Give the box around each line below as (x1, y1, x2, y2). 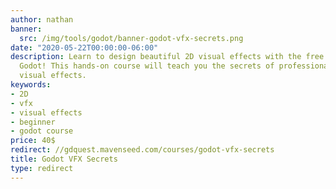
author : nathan (10, 14, 74, 25)
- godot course (10, 126, 74, 136)
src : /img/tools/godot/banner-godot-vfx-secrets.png (19, 33, 244, 43)
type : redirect (10, 163, 74, 173)
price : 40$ (10, 136, 56, 146)
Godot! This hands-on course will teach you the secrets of (19, 61, 275, 71)
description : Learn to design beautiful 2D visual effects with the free (10, 52, 325, 62)
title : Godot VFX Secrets (10, 154, 118, 164)
